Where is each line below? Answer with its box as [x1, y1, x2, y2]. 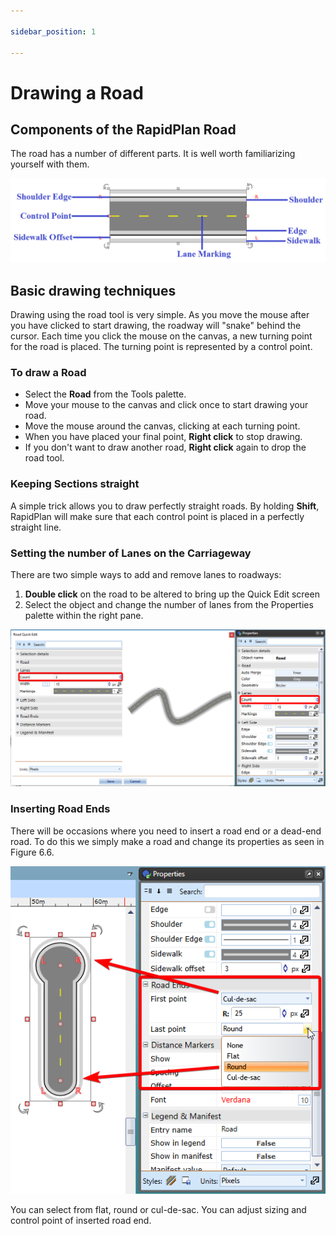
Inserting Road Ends [10, 802, 111, 816]
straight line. [10, 521, 62, 533]
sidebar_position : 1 [10, 26, 97, 37]
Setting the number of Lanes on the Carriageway [10, 546, 252, 560]
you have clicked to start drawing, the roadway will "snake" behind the [10, 320, 302, 332]
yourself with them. [10, 158, 90, 170]
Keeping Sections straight [10, 477, 140, 491]
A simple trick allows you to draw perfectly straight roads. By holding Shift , [10, 500, 320, 512]
